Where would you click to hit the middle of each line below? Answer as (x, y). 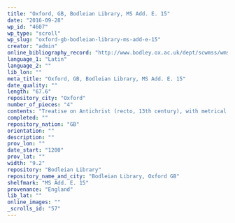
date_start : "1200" (36, 150)
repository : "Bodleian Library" (54, 170)
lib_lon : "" (24, 72)
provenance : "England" (40, 189)
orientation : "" (31, 131)
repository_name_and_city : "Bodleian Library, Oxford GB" (93, 176)
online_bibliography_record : (50, 53)
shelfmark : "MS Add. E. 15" (48, 182)
